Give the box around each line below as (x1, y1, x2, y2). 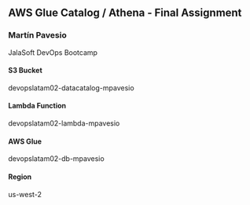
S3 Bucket (8, 66, 43, 75)
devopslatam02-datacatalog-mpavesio (8, 82, 135, 93)
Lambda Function (8, 101, 67, 111)
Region (8, 172, 32, 181)
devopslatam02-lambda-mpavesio (8, 119, 120, 128)
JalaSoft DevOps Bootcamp (8, 47, 98, 57)
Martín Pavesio (8, 30, 67, 41)
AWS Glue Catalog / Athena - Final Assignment (8, 6, 242, 20)
